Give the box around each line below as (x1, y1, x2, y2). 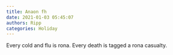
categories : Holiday (6, 25, 58, 32)
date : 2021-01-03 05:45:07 (6, 14, 74, 20)
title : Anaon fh (6, 8, 47, 15)
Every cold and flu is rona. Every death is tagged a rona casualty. (6, 42, 168, 49)
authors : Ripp (6, 20, 42, 26)
